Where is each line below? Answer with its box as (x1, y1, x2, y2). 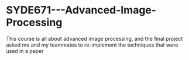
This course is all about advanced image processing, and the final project (6, 35, 183, 42)
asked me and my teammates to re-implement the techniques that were (6, 41, 178, 48)
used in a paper (6, 47, 44, 54)
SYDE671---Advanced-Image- (6, 3, 157, 17)
